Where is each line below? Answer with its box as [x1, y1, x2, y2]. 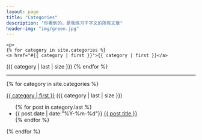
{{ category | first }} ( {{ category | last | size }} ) [6, 92, 123, 99]
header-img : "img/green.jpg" [6, 25, 79, 32]
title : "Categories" [6, 14, 58, 20]
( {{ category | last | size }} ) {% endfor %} [6, 63, 108, 70]
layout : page [6, 8, 39, 15]
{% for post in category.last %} [14, 103, 92, 111]
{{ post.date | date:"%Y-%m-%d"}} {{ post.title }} [14, 110, 138, 117]
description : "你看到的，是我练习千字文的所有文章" [6, 20, 123, 26]
